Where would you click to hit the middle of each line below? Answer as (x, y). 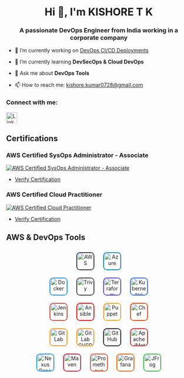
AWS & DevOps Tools (46, 237)
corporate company (99, 38)
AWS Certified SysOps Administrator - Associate (77, 155)
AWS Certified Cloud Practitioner (54, 195)
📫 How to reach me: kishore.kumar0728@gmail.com (79, 85)
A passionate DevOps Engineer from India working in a (99, 31)
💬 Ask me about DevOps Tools (52, 73)
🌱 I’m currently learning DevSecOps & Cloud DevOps (79, 62)
